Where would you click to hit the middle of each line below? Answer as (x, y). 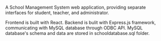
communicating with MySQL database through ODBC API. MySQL (74, 28)
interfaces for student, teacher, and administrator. (57, 13)
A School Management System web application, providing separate (76, 7)
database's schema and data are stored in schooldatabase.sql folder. (77, 33)
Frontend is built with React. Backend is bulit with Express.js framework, (80, 23)
